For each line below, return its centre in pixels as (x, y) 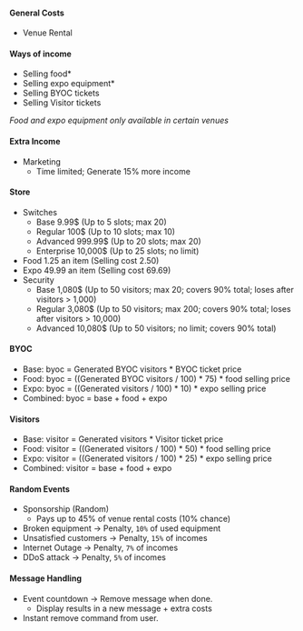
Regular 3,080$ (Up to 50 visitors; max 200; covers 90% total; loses (164, 308)
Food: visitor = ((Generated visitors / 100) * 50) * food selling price (147, 449)
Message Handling (45, 578)
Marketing (42, 161)
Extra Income (35, 141)
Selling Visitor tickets (62, 103)
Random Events (40, 489)
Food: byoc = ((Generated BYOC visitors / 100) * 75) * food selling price (156, 379)
